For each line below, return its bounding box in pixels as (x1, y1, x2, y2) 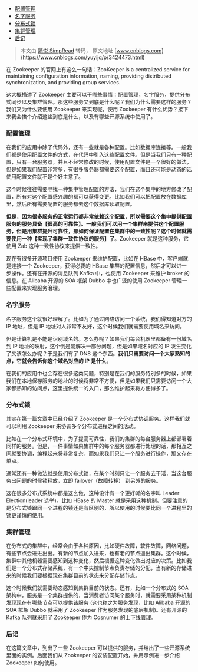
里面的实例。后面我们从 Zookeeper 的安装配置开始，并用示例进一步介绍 (6, 652, 180, 659)
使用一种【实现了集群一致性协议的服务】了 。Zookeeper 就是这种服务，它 (11, 235, 189, 242)
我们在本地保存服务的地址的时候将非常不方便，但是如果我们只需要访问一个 (6, 377, 187, 384)
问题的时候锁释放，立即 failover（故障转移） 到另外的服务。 (16, 477, 161, 484)
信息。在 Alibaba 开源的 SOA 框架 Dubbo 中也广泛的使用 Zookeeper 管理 (6, 277, 183, 284)
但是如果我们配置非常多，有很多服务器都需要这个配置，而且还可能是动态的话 (6, 166, 192, 173)
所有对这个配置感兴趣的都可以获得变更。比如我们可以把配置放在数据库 (16, 193, 187, 200)
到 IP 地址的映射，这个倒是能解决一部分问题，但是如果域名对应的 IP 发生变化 (6, 342, 192, 350)
